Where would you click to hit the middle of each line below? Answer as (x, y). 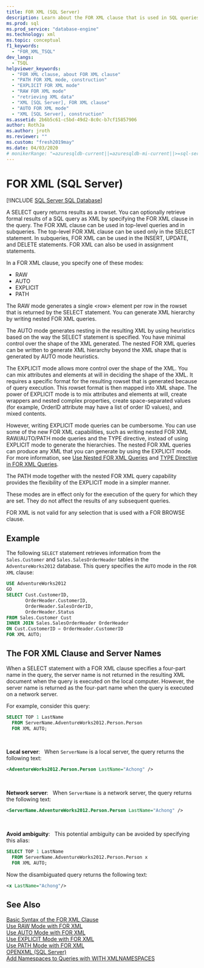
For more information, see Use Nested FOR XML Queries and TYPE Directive (102, 458)
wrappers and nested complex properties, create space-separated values (99, 401)
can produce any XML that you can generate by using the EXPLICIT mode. (99, 451)
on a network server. (32, 694)
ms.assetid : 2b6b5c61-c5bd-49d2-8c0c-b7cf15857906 (72, 119)
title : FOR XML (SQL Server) (43, 12)
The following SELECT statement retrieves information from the (83, 553)
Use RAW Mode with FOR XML (45, 926)
